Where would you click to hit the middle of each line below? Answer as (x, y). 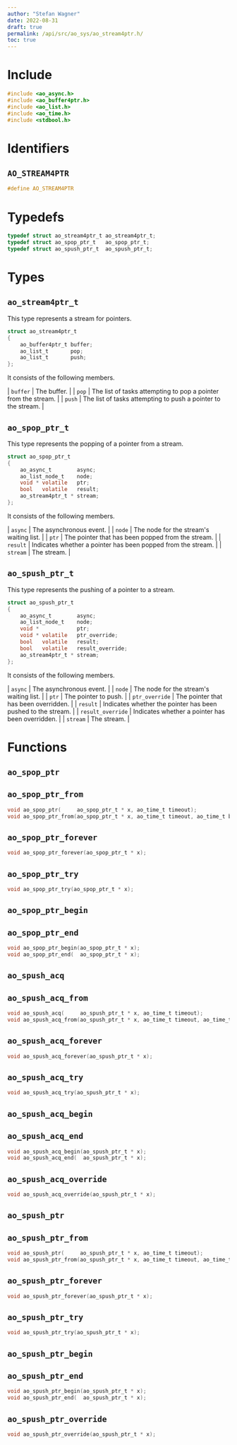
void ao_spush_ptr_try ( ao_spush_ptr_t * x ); (74, 1333)
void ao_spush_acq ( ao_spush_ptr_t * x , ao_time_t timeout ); (105, 1013)
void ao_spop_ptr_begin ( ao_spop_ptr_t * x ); (74, 948)
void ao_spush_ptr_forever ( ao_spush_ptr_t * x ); (80, 1296)
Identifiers (38, 148)
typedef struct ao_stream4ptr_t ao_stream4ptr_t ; (82, 236)
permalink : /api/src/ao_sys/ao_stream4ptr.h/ (75, 34)
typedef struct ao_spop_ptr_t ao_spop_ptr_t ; (79, 243)
